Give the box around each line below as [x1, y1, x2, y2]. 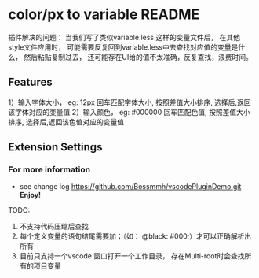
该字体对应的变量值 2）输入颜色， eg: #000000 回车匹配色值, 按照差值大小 [8, 107, 250, 117]
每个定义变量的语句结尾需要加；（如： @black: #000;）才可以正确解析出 [19, 232, 252, 241]
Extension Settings [8, 140, 103, 154]
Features [8, 76, 53, 89]
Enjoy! [19, 191, 42, 200]
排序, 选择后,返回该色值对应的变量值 [8, 117, 125, 127]
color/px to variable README [8, 6, 200, 24]
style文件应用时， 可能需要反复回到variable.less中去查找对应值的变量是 [8, 42, 239, 52]
